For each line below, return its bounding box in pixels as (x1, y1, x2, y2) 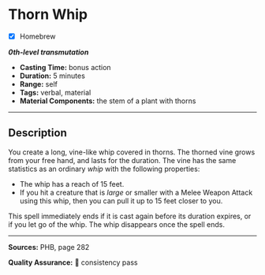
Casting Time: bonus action (19, 63, 112, 72)
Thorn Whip (8, 6, 88, 24)
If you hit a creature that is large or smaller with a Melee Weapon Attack (19, 188, 253, 197)
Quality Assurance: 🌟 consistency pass (8, 258, 138, 267)
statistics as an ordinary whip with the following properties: (8, 164, 200, 173)
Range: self (19, 80, 58, 88)
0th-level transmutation (8, 47, 89, 57)
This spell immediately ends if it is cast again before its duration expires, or (8, 211, 252, 221)
